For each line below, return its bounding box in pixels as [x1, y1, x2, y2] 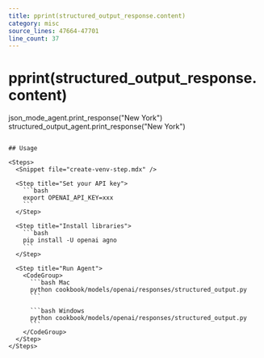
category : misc [8, 19, 60, 27]
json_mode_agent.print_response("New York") [8, 113, 163, 123]
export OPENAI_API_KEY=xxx [23, 194, 114, 202]
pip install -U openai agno [23, 236, 117, 245]
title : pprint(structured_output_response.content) [8, 11, 186, 20]
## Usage [8, 145, 38, 153]
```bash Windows [29, 307, 85, 315]
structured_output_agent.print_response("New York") [8, 122, 186, 132]
